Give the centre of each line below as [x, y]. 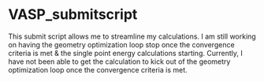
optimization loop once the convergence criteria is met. [98, 69]
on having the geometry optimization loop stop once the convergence [121, 44]
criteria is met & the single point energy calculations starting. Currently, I [125, 53]
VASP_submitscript [73, 15]
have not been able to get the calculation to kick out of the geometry [119, 61]
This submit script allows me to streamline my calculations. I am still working [132, 36]
